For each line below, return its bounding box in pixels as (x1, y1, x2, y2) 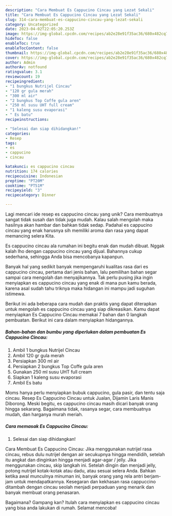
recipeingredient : (5, 79, 45, 84)
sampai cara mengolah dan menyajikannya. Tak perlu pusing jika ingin (5, 274, 153, 281)
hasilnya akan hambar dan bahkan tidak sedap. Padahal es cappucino (5, 222, 153, 228)
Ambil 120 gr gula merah (12, 352, 64, 358)
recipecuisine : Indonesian (5, 174, 63, 179)
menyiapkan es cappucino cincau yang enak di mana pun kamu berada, (5, 280, 157, 286)
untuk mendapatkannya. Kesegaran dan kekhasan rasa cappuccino (14, 478, 156, 484)
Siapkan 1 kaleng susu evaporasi (12, 374, 82, 380)
